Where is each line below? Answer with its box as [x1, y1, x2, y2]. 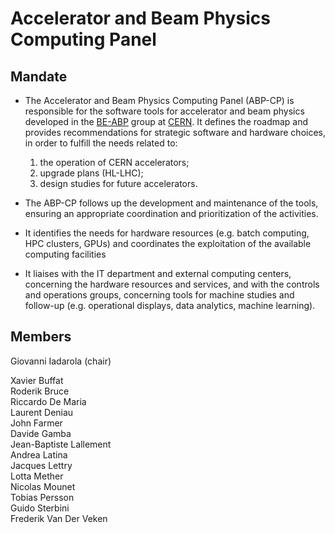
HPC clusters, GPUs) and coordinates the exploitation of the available [24, 238, 312, 249]
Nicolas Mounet [10, 480, 76, 492]
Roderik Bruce [10, 385, 70, 397]
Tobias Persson [10, 491, 75, 503]
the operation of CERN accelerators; [39, 157, 190, 168]
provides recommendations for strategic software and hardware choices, [24, 127, 327, 138]
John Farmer [10, 417, 63, 429]
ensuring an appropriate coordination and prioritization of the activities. [24, 208, 319, 219]
